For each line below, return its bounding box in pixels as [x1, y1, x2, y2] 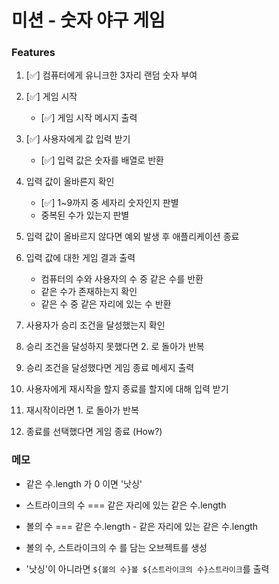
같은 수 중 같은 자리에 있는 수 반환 [40, 298, 172, 310]
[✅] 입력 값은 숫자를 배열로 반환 [40, 154, 164, 166]
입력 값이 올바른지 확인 [25, 176, 115, 188]
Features [11, 46, 56, 60]
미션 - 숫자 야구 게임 [11, 9, 166, 32]
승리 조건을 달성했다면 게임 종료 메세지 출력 [25, 362, 195, 374]
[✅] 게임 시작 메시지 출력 [40, 112, 138, 124]
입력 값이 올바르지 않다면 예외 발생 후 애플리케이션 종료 [25, 231, 240, 243]
